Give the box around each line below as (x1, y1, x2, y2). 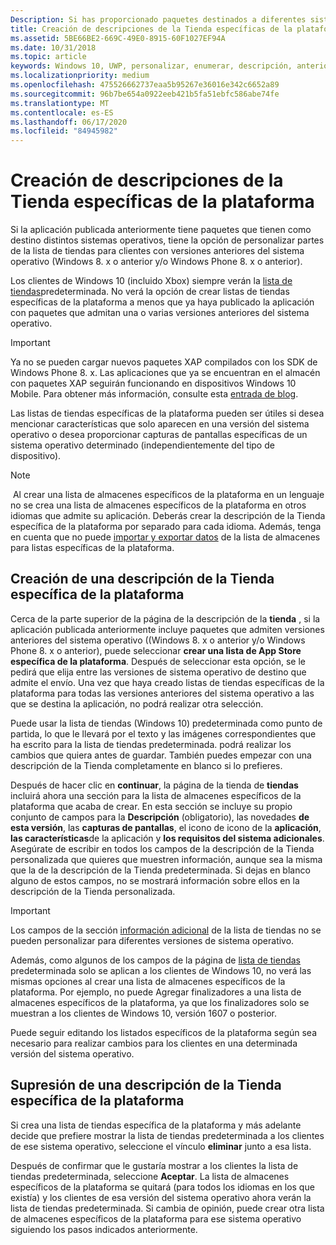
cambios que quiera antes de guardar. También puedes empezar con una (10, 749, 312, 761)
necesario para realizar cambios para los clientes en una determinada (10, 1037, 298, 1049)
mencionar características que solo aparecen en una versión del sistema (10, 418, 310, 430)
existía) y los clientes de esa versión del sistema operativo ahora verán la (10, 1191, 312, 1203)
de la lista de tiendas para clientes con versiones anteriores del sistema (10, 245, 305, 257)
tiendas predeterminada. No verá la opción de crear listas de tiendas (10, 286, 290, 298)
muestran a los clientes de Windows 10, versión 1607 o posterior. (10, 1007, 277, 1019)
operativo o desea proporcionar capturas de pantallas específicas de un (10, 429, 308, 441)
